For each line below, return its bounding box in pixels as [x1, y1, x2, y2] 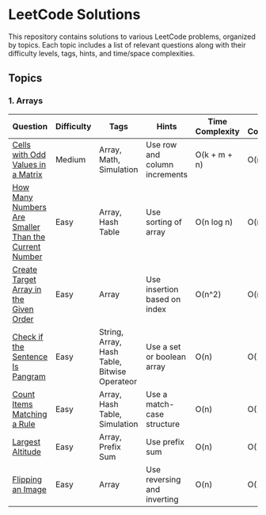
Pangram [12, 371, 46, 382]
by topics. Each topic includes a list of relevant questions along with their [8, 40, 246, 49]
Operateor [98, 376, 137, 387]
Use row [146, 139, 177, 150]
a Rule [12, 418, 36, 429]
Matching [12, 408, 47, 419]
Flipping [12, 474, 42, 485]
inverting [146, 494, 179, 505]
